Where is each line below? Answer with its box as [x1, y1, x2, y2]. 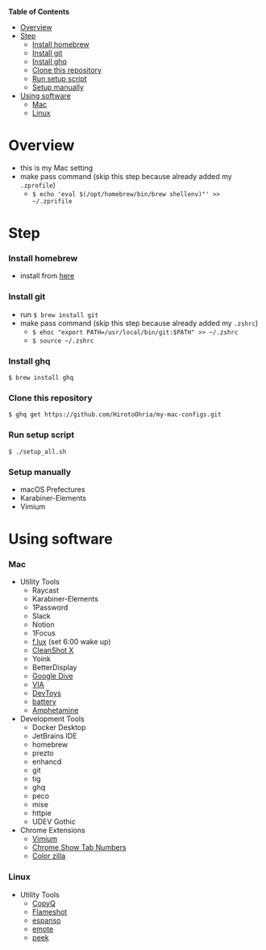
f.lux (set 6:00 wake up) [31, 637, 111, 647]
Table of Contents [8, 7, 70, 16]
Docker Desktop [31, 723, 86, 732]
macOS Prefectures [19, 484, 86, 494]
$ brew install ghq [8, 374, 74, 382]
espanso [31, 915, 61, 925]
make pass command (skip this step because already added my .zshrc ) [19, 318, 259, 327]
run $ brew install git [19, 310, 99, 319]
